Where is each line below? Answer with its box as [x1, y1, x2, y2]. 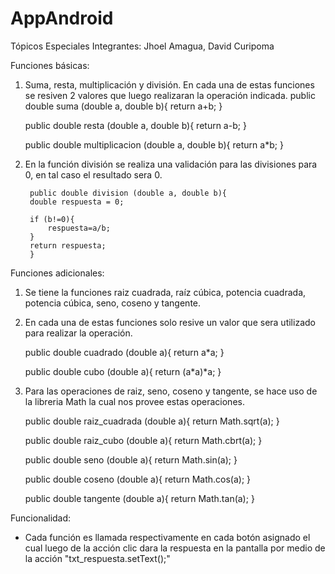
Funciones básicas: [10, 59, 90, 71]
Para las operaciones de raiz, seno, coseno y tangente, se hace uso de [24, 385, 318, 397]
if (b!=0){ [29, 214, 75, 224]
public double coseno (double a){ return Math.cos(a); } [24, 473, 252, 485]
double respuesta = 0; [29, 197, 125, 207]
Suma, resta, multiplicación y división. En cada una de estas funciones [24, 78, 315, 91]
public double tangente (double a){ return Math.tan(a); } [24, 492, 255, 504]
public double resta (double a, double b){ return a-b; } [24, 119, 247, 131]
